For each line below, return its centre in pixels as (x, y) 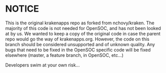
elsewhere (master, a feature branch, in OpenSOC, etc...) (65, 55)
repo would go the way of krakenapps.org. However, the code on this (77, 39)
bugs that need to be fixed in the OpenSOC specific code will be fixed (78, 50)
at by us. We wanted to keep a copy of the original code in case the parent (83, 33)
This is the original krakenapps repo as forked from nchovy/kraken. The (80, 23)
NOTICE (22, 9)
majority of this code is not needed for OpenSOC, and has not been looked (83, 28)
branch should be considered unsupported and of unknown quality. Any (80, 44)
